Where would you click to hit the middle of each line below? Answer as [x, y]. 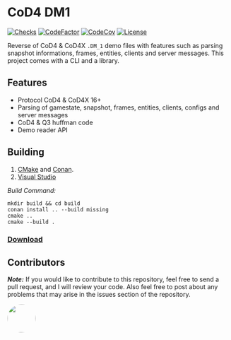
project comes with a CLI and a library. [64, 60]
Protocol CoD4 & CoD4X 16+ [59, 100]
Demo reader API [43, 130]
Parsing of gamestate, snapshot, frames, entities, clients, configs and [118, 107]
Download [25, 240]
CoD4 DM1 [39, 12]
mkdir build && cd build [44, 203]
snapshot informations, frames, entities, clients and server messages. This [116, 53]
